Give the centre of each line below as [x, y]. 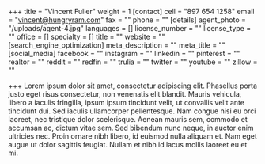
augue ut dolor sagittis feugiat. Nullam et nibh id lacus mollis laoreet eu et [128, 145]
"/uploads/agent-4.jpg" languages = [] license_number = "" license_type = [130, 28]
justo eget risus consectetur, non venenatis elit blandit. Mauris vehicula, [125, 94]
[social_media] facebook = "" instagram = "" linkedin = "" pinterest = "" [124, 53]
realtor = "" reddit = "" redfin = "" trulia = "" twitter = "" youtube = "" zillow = [133, 62]
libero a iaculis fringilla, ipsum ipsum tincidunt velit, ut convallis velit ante [127, 103]
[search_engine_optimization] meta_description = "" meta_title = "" [117, 45]
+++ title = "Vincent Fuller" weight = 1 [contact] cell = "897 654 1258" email [131, 11]
